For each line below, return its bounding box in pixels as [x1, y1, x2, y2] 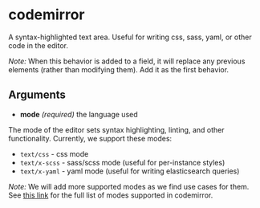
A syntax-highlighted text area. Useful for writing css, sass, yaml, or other [8, 32, 252, 42]
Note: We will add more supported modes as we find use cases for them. [8, 181, 250, 191]
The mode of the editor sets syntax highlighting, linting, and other [8, 124, 225, 134]
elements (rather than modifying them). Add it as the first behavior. [8, 64, 230, 74]
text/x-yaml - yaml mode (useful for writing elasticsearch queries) [19, 166, 240, 176]
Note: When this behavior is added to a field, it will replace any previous [8, 56, 246, 66]
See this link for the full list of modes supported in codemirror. [8, 190, 213, 200]
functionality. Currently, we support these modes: [8, 133, 173, 143]
